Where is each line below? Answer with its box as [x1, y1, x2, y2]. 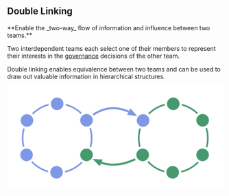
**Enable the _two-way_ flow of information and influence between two [7, 23, 210, 32]
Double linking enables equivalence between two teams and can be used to [7, 65, 221, 73]
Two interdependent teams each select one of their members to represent [7, 44, 216, 52]
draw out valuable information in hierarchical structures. [7, 72, 166, 80]
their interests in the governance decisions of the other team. [7, 52, 180, 60]
